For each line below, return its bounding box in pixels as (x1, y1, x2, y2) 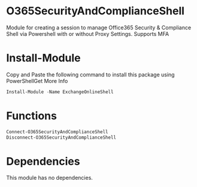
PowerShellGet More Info (6, 77, 68, 84)
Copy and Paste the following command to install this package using (6, 70, 175, 78)
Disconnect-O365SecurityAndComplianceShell (6, 134, 117, 140)
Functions (6, 109, 57, 122)
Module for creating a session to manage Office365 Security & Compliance (6, 24, 192, 31)
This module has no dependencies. (6, 174, 93, 182)
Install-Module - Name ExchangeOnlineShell (6, 88, 114, 95)
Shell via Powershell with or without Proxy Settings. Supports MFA (6, 30, 169, 37)
